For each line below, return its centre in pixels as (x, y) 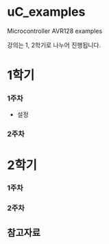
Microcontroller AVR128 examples (55, 31)
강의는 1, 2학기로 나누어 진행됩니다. (54, 45)
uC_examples (46, 12)
